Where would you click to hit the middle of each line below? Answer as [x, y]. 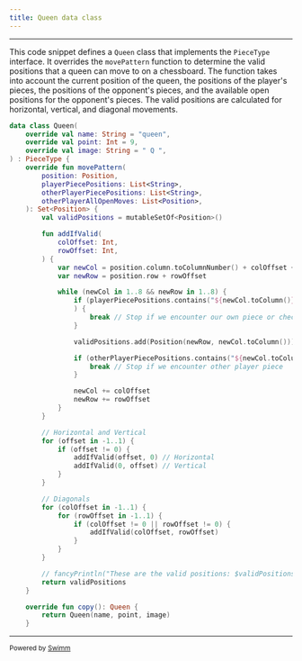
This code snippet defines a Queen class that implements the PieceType [140, 51]
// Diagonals [66, 499]
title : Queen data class [56, 18]
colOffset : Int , [88, 242]
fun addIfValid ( [72, 234]
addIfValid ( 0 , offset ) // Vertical [140, 466]
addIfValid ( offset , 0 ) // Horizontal [144, 457]
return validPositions [84, 582]
